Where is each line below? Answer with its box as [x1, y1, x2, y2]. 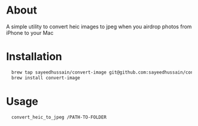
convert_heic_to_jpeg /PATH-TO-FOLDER [11, 114, 107, 120]
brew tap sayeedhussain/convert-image [11, 69, 107, 75]
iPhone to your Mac [6, 29, 54, 36]
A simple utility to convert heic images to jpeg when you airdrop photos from [6, 23, 192, 30]
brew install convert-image [11, 75, 81, 81]
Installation [6, 50, 62, 64]
